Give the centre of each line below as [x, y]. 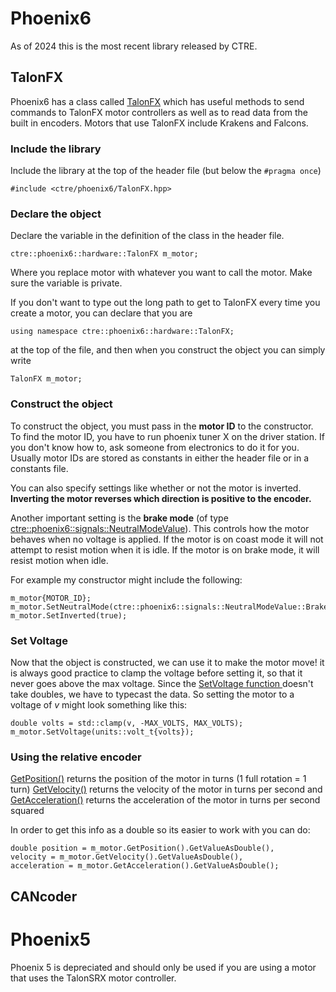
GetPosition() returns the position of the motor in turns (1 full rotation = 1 [158, 779]
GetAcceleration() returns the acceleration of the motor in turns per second [165, 800]
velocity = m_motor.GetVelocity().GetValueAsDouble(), [127, 857]
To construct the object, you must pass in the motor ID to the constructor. [162, 426]
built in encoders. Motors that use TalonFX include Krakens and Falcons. [159, 123]
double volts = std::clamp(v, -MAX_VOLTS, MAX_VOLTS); [127, 723]
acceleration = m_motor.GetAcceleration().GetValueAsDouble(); [145, 866]
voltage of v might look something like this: [99, 704]
